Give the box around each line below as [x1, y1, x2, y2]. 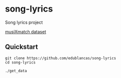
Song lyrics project [5, 19, 43, 25]
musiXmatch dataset [5, 29, 46, 34]
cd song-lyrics [5, 60, 36, 65]
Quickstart [5, 43, 38, 51]
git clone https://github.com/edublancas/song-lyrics [5, 56, 117, 61]
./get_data [5, 68, 27, 73]
